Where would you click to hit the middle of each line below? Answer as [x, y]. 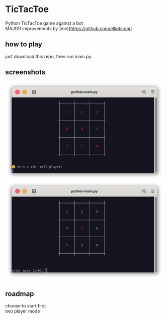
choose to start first [26, 306]
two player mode [23, 311]
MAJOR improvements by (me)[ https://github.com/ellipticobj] [69, 28]
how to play [24, 44]
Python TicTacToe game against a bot [44, 23]
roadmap [20, 294]
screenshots [25, 72]
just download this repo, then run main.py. [49, 56]
